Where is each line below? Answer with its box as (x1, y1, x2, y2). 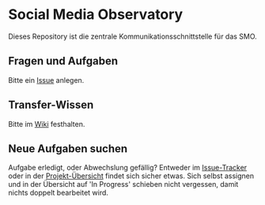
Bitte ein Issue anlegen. (8, 75, 85, 84)
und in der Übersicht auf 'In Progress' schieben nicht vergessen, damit (8, 180, 239, 189)
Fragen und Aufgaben (8, 54, 119, 68)
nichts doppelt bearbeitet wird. (8, 188, 109, 198)
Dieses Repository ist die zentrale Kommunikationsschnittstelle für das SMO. (8, 32, 257, 41)
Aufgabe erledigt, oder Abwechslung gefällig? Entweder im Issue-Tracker (8, 163, 248, 173)
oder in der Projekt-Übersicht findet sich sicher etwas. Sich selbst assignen (8, 171, 255, 181)
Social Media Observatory (8, 6, 184, 24)
